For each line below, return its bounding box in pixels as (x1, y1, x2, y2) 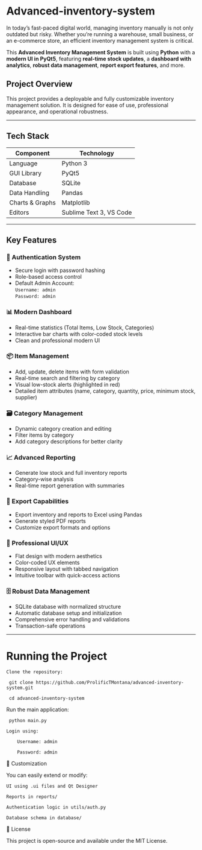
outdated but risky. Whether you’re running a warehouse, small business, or (6, 30, 194, 37)
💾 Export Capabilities (6, 497, 69, 506)
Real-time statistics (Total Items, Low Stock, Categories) (14, 324, 155, 331)
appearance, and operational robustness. (6, 107, 108, 115)
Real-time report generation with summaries (14, 482, 125, 489)
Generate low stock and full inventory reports (14, 469, 127, 477)
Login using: (6, 728, 39, 734)
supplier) (14, 393, 37, 401)
